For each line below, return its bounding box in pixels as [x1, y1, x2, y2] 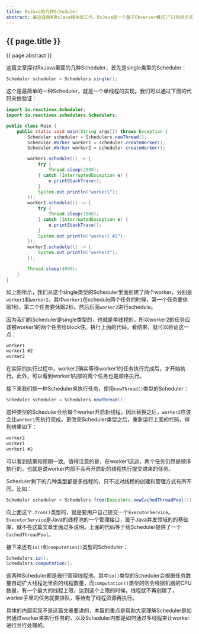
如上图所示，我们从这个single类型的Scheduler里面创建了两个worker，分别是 [6, 289, 192, 296]
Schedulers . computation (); [6, 560, 73, 567]
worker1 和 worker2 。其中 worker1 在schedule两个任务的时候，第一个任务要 [6, 296, 183, 303]
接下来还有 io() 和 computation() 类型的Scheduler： [6, 543, 129, 550]
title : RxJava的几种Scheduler [6, 8, 78, 15]
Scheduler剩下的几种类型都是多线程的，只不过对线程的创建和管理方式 [6, 477, 176, 484]
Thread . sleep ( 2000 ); [48, 167, 99, 173]
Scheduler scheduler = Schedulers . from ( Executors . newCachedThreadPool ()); [6, 497, 195, 503]
